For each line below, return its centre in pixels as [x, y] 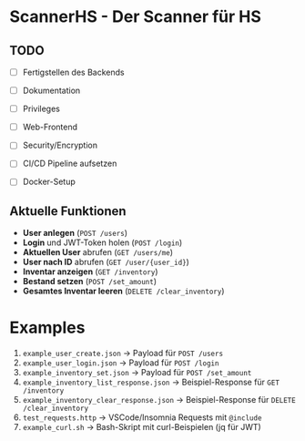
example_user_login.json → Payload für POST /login [121, 363]
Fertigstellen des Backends [73, 72]
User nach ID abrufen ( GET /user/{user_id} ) [106, 262]
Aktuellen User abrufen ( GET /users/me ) [97, 252]
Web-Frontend [50, 127]
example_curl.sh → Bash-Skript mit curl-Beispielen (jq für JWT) [142, 427]
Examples [47, 328]
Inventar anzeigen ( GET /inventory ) [90, 272]
